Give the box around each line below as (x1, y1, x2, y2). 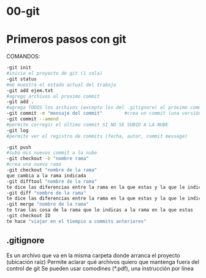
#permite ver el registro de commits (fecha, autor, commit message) (6, 133, 188, 139)
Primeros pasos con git (6, 33, 127, 47)
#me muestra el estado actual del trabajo (6, 82, 116, 88)
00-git (6, 4, 40, 18)
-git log (6, 127, 29, 133)
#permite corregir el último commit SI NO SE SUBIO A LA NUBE (6, 122, 169, 128)
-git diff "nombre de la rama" (6, 190, 86, 196)
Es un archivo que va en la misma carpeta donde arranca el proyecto (6, 252, 181, 259)
